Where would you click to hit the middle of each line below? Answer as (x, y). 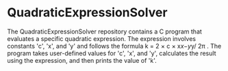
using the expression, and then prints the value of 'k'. (82, 60)
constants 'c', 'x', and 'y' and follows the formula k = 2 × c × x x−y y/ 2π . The (114, 46)
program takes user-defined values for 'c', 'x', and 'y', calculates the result (112, 53)
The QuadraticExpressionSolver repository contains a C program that (104, 31)
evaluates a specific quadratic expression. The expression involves (102, 38)
